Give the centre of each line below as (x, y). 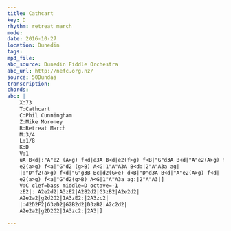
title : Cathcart (30, 13)
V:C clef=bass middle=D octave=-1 (69, 186)
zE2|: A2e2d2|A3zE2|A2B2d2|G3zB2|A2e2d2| (79, 192)
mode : (15, 33)
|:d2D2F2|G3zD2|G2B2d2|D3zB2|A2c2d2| (74, 205)
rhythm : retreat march (40, 26)
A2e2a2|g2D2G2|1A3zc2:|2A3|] (61, 211)
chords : (18, 90)
